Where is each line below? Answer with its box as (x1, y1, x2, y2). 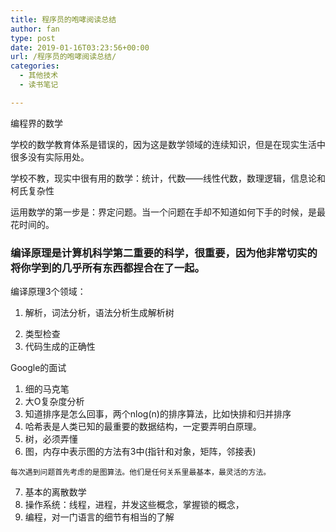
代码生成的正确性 (24, 341, 96, 353)
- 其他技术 (19, 71, 59, 81)
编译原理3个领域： (10, 286, 87, 298)
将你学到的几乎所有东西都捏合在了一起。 (10, 261, 205, 275)
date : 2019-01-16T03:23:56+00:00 (10, 42, 150, 53)
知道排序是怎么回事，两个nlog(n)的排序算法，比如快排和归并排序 (24, 408, 292, 420)
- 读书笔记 (19, 80, 59, 90)
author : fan (10, 24, 60, 34)
